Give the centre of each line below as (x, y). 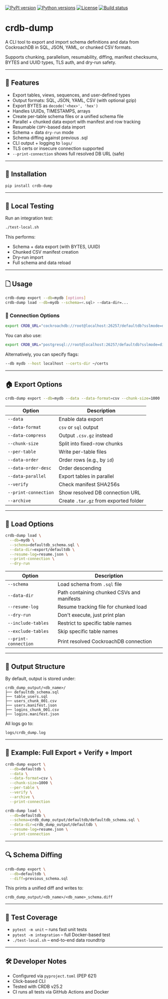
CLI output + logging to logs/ (42, 143)
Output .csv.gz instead (86, 435)
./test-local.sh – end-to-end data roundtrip (59, 940)
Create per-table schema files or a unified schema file (68, 116)
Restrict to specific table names (94, 623)
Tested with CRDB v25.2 (37, 986)
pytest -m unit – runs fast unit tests (50, 930)
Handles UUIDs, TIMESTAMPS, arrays (51, 111)
